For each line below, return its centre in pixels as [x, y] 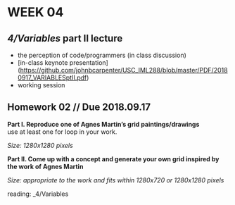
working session [41, 85]
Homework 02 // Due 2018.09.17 [79, 107]
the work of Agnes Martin [45, 166]
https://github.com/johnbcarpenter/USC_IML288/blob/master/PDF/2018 [124, 70]
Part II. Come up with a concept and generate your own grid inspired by [113, 159]
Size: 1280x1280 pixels [40, 145]
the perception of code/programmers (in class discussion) [102, 55]
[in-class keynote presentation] [63, 63]
